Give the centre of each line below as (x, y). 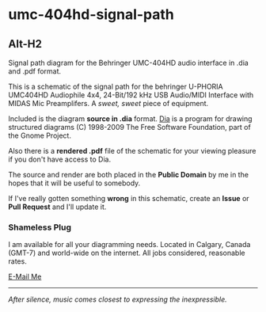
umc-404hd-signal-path (91, 15)
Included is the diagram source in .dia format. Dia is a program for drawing (130, 119)
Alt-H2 (25, 44)
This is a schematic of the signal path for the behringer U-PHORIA (116, 86)
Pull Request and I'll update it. (57, 207)
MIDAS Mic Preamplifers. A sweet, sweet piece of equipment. (108, 103)
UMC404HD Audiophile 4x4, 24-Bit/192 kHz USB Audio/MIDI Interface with (131, 95)
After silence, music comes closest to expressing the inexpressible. (118, 299)
